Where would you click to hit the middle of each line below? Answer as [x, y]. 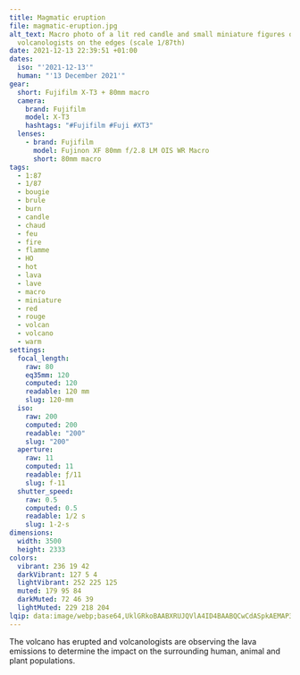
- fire [29, 242]
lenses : [32, 134]
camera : [32, 101]
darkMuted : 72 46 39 [55, 600]
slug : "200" [47, 442]
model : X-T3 [47, 117]
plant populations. [42, 660]
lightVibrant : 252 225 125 [67, 583]
